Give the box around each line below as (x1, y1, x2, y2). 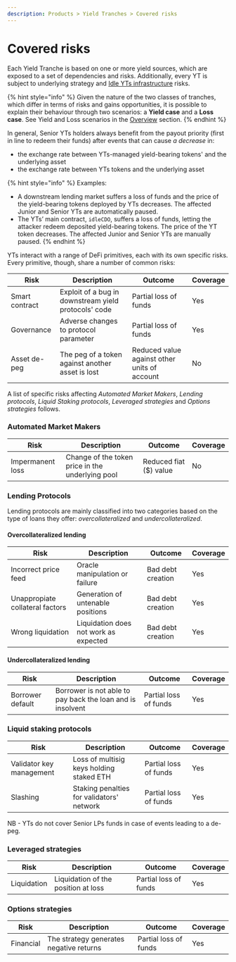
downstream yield (59, 295, 119, 305)
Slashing (11, 792, 40, 802)
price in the (65, 461, 103, 471)
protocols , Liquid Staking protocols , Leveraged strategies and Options (7, 397, 211, 405)
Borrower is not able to (55, 685, 131, 695)
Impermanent (11, 456, 55, 466)
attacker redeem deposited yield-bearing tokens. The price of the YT (17, 222, 218, 230)
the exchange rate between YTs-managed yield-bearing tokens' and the (17, 149, 227, 159)
